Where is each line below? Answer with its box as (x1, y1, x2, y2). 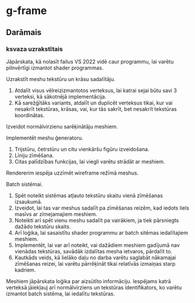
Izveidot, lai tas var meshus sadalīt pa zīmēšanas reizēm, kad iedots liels (14, 204, 190, 211)
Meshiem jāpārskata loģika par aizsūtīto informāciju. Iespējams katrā (6, 277, 171, 284)
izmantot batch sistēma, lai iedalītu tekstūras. (6, 290, 115, 297)
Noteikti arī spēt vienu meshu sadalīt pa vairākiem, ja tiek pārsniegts (14, 217, 179, 224)
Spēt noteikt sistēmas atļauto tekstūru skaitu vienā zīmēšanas (14, 191, 163, 199)
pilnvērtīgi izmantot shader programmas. (6, 64, 104, 71)
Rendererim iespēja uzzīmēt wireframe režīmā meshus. (6, 169, 139, 176)
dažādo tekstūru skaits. (14, 223, 71, 230)
